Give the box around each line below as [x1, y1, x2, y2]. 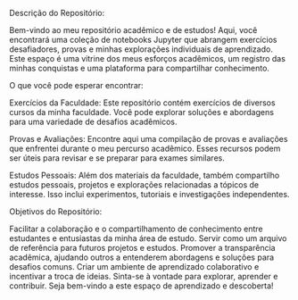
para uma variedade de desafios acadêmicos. [9, 116, 178, 127]
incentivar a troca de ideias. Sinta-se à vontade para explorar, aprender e [9, 271, 278, 281]
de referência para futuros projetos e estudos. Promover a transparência [9, 243, 276, 253]
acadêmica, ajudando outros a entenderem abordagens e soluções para [9, 252, 275, 262]
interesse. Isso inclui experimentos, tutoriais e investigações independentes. [9, 189, 290, 199]
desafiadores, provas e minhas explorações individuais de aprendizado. [9, 44, 274, 54]
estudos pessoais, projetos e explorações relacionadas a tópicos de [9, 179, 260, 190]
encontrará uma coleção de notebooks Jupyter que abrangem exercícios [9, 35, 277, 45]
